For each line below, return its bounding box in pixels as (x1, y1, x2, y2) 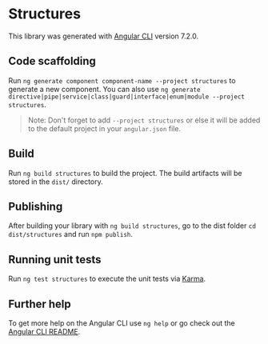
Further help (8, 297, 72, 310)
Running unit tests (8, 253, 102, 266)
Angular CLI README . (8, 327, 81, 336)
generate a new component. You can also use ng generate (8, 84, 201, 94)
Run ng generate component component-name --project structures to (8, 75, 236, 85)
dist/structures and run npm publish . (8, 230, 134, 239)
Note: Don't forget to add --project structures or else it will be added (27, 115, 261, 125)
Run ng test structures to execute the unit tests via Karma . (8, 274, 206, 284)
